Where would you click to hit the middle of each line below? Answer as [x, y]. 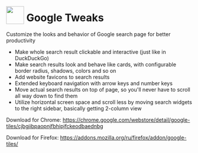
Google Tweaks [65, 18]
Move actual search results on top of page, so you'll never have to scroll [102, 90]
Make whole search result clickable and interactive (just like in [90, 52]
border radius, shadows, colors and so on [65, 71]
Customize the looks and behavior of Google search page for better [88, 34]
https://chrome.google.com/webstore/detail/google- [126, 120]
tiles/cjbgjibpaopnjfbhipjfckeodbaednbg [55, 126]
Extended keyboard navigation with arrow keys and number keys [94, 83]
